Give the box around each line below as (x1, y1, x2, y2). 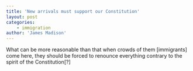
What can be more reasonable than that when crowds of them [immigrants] (6, 46, 187, 53)
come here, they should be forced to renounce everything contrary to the (6, 52, 182, 59)
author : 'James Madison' (6, 30, 67, 36)
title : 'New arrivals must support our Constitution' (6, 8, 140, 15)
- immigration (16, 24, 51, 31)
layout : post (6, 14, 38, 20)
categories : (6, 19, 35, 25)
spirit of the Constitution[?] (6, 59, 71, 66)
